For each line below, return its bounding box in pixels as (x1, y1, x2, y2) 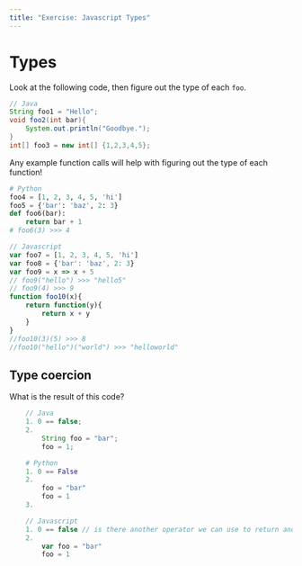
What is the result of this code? (9, 391, 125, 402)
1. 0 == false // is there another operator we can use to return (25, 525, 280, 534)
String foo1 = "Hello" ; (9, 107, 99, 117)
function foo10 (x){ (9, 292, 83, 301)
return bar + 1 (25, 218, 83, 227)
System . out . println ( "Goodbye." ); (25, 124, 151, 133)
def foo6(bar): (9, 209, 67, 219)
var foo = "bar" (41, 542, 102, 551)
